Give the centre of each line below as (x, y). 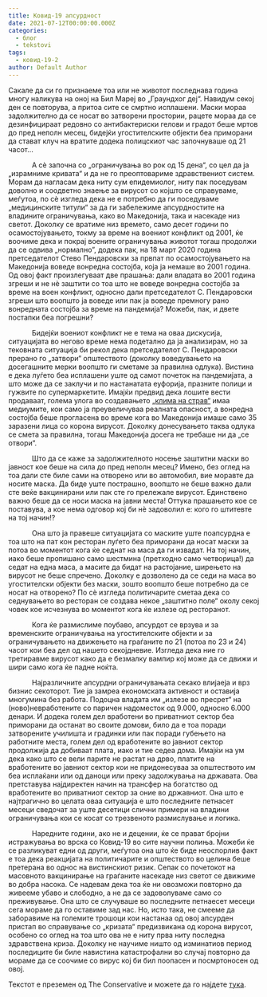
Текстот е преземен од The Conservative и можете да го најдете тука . (128, 984)
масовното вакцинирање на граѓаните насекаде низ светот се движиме (132, 875)
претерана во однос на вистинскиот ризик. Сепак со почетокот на (122, 867)
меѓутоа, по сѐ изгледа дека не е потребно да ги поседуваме (114, 198)
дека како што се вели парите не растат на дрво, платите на (112, 759)
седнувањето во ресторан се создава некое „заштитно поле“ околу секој (134, 601)
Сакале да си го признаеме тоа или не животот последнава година (123, 90)
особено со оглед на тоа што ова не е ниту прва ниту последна (117, 935)
